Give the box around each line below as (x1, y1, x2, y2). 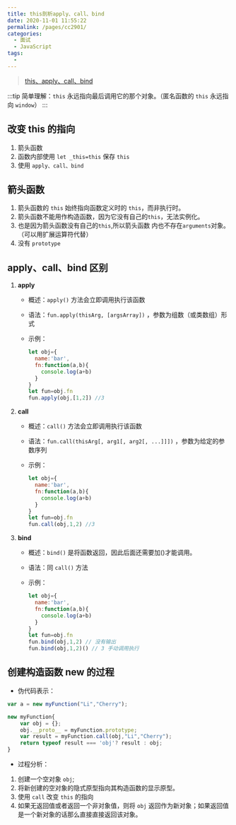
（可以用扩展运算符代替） (17, 230, 93, 239)
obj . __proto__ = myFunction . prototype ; (20, 726, 138, 734)
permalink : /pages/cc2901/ (7, 23, 87, 30)
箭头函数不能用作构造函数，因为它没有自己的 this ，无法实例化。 (17, 213, 204, 221)
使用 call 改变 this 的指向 (17, 792, 94, 801)
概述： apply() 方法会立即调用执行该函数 (28, 296, 146, 304)
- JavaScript (13, 43, 52, 50)
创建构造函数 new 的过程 (7, 666, 115, 679)
